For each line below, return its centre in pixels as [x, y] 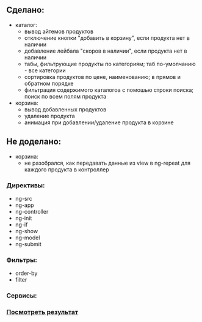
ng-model [27, 238]
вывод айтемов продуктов [59, 31]
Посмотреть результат [42, 312]
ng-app [25, 205]
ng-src [23, 198]
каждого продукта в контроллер [67, 169]
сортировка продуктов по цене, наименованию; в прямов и [103, 77]
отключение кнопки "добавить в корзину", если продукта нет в [107, 38]
